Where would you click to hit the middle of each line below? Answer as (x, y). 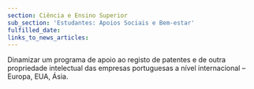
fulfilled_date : (34, 30)
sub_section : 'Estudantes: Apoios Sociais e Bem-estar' (101, 23)
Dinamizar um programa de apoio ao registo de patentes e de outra (117, 60)
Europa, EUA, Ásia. (38, 76)
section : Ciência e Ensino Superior (67, 15)
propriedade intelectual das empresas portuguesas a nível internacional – (127, 69)
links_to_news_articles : (48, 37)
